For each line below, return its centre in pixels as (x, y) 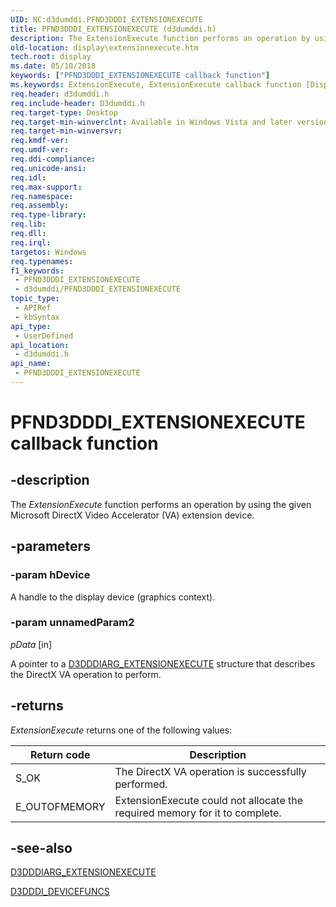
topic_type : (35, 299)
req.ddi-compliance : (53, 159)
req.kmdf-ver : (40, 141)
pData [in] (31, 644)
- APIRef (33, 308)
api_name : (31, 364)
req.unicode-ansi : (48, 168)
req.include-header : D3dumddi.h (77, 103)
